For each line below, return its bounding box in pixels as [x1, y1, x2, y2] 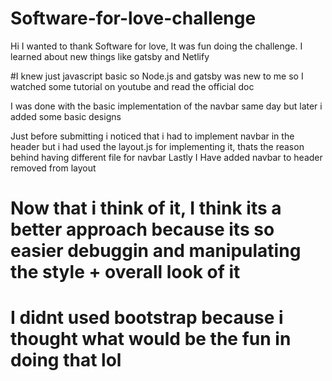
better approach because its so [10, 218, 275, 241]
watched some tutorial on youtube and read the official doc [10, 80, 255, 92]
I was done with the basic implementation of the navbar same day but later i [10, 100, 323, 112]
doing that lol [10, 349, 122, 372]
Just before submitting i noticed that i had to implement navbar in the [10, 130, 295, 142]
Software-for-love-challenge [10, 7, 257, 30]
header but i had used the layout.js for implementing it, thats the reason [10, 140, 305, 152]
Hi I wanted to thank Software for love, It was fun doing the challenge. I [10, 40, 303, 52]
